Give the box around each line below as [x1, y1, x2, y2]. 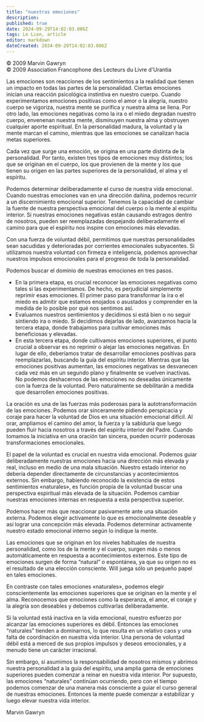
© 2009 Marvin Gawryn [6, 59, 66, 67]
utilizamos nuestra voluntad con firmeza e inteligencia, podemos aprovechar [6, 249, 198, 256]
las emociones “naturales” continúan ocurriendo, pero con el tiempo [6, 677, 177, 684]
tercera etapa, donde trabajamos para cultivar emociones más [15, 323, 171, 331]
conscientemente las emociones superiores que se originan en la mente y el [6, 589, 197, 596]
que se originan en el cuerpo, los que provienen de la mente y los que [6, 160, 181, 168]
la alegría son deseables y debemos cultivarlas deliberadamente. [6, 602, 169, 610]
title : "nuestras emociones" [6, 9, 80, 15]
